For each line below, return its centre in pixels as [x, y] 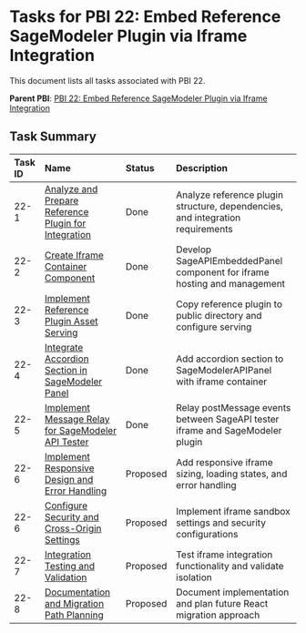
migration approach [218, 615]
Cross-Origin [73, 528]
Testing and [70, 566]
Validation [66, 577]
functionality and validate [230, 566]
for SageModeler [80, 430]
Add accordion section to [230, 359]
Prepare [61, 200]
